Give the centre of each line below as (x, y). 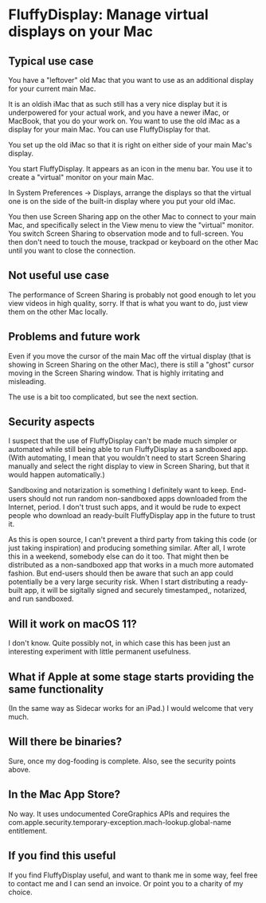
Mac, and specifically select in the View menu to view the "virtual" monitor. (131, 225)
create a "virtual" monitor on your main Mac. (81, 177)
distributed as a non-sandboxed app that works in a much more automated (131, 565)
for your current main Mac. (52, 88)
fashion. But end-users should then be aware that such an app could (121, 573)
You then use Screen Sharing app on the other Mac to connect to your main (132, 216)
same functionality (56, 689)
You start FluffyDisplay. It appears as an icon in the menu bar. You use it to (130, 169)
